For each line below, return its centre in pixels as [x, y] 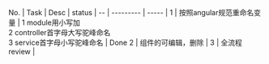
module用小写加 [54, 22]
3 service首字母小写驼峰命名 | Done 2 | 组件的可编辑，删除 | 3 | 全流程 [126, 42]
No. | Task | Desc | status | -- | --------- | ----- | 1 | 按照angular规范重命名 [131, 12]
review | [22, 52]
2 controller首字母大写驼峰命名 [60, 32]
